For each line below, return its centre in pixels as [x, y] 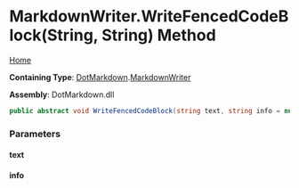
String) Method [158, 35]
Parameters [35, 134]
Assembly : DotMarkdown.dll [62, 94]
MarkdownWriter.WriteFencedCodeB [149, 16]
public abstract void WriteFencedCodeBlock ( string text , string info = [145, 110]
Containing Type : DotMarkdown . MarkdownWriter [100, 77]
